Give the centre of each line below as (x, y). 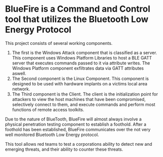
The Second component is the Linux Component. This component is (81, 78)
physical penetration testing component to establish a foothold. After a (76, 124)
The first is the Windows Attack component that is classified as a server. (84, 53)
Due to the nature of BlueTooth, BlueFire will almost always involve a (73, 119)
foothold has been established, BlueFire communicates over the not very (78, 129)
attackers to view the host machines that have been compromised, (79, 99)
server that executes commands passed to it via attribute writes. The (81, 63)
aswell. (19, 73)
